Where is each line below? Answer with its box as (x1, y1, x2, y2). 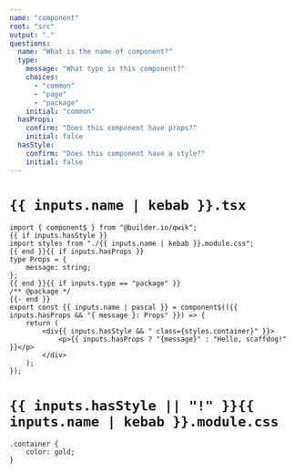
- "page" (33, 89, 67, 98)
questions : (9, 38, 51, 48)
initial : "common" (25, 107, 96, 116)
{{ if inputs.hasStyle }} (9, 231, 107, 241)
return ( (25, 319, 59, 328)
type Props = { (9, 255, 67, 264)
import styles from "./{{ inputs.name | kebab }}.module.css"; (9, 239, 255, 249)
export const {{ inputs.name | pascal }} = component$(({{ (9, 303, 239, 313)
